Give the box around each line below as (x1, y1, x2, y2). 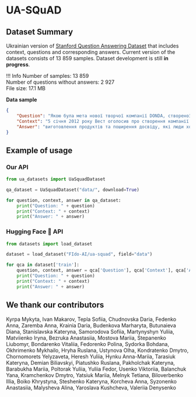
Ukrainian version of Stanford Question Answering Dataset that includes (6, 42, 179, 49)
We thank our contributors (6, 300, 104, 310)
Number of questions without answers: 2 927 (6, 78, 115, 85)
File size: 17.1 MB (6, 85, 45, 91)
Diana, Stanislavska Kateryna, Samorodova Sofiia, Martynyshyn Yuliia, (6, 328, 175, 335)
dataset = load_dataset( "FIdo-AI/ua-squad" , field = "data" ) (6, 251, 153, 258)
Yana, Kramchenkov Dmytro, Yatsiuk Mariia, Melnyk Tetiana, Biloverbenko (6, 371, 184, 378)
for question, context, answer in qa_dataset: (6, 197, 121, 203)
